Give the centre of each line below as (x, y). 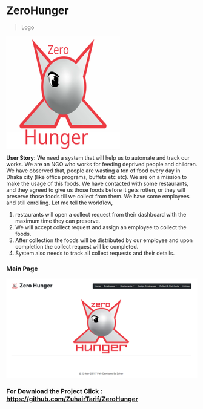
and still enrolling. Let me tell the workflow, (60, 203)
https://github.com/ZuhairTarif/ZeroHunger (72, 399)
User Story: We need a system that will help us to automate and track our (98, 157)
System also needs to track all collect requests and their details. (95, 253)
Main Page (22, 269)
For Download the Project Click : (55, 391)
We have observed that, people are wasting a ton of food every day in (93, 171)
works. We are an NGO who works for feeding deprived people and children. (102, 164)
